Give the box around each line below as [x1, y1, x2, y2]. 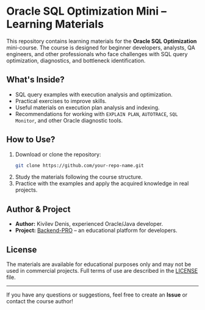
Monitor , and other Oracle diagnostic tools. [15, 117, 123, 124]
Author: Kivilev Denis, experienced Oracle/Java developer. [15, 220, 164, 228]
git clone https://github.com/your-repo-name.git [15, 162, 145, 168]
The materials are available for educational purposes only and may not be [6, 261, 192, 268]
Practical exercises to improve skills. [15, 97, 107, 104]
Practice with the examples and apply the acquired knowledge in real [15, 180, 189, 187]
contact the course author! [6, 298, 73, 305]
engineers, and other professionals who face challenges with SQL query [6, 50, 188, 57]
